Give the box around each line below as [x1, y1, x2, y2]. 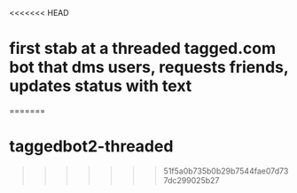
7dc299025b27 [163, 174, 220, 185]
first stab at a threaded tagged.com [9, 39, 277, 58]
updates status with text [9, 76, 192, 96]
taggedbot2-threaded [9, 136, 174, 157]
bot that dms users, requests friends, [9, 58, 289, 78]
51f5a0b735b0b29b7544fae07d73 [163, 166, 289, 176]
